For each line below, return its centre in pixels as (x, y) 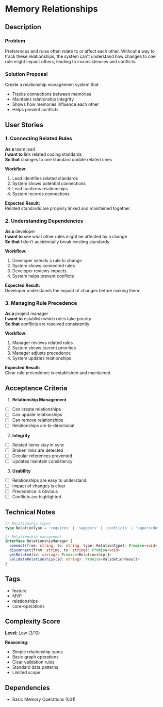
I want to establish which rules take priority (48, 319)
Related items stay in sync (38, 444)
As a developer (20, 231)
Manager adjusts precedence (41, 353)
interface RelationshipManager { (39, 541)
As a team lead (20, 149)
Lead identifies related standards (45, 178)
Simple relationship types (37, 652)
